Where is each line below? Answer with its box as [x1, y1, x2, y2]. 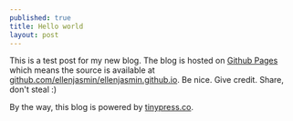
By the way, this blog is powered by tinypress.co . [9, 102, 194, 113]
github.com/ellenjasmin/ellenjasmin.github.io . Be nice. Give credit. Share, [9, 75, 285, 86]
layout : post [9, 30, 59, 39]
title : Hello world [9, 22, 84, 31]
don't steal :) [9, 84, 58, 96]
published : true [9, 13, 71, 23]
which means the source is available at [9, 65, 155, 76]
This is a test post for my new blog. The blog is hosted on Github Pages [9, 55, 278, 66]
